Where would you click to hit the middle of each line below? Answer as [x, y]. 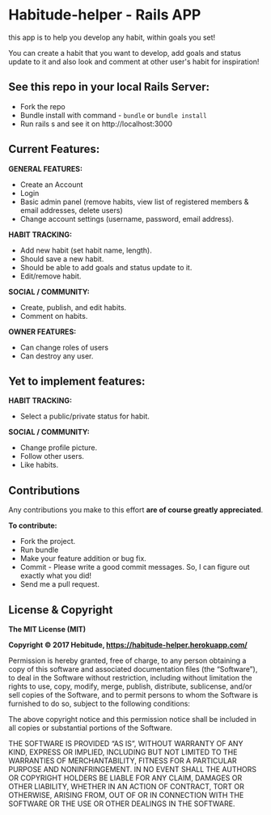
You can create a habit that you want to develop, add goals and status [125, 53]
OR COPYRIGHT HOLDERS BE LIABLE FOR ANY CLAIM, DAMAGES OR [125, 778]
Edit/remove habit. [51, 276]
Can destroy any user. [57, 356]
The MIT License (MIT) [47, 629]
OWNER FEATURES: [42, 331]
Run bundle [39, 550]
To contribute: [33, 526]
